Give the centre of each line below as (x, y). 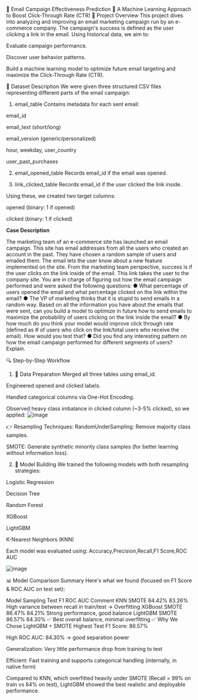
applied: (16, 415)
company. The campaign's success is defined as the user (104, 28)
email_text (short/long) (34, 127)
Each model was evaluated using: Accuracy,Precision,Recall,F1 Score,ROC (97, 551)
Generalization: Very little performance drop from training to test (84, 649)
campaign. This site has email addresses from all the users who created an (97, 248)
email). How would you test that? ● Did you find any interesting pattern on (97, 336)
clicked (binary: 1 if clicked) (39, 219)
